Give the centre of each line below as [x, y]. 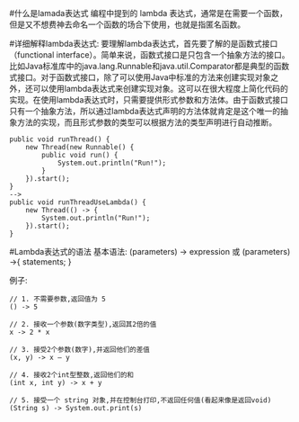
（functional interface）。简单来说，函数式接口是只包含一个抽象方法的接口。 [149, 55]
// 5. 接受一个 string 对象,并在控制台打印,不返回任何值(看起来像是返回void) [141, 400]
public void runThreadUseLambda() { [78, 202]
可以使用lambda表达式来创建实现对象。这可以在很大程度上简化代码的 [161, 89]
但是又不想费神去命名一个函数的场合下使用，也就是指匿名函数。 [127, 24]
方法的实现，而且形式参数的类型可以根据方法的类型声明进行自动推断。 [146, 122]
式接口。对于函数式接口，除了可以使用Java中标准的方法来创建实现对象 [140, 77]
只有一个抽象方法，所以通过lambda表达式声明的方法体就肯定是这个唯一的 [145, 111]
